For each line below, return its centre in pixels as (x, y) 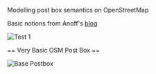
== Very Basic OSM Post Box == (54, 50)
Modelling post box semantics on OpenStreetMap (78, 10)
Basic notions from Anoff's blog (52, 23)
